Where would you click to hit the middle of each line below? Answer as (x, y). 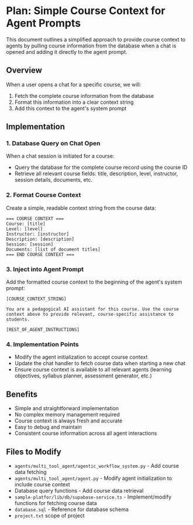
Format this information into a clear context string (74, 102)
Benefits (22, 394)
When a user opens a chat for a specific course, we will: (74, 84)
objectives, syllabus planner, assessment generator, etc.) (83, 376)
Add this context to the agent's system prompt (70, 108)
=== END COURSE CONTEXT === (40, 254)
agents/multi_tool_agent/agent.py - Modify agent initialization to (93, 478)
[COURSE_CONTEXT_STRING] (36, 299)
